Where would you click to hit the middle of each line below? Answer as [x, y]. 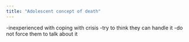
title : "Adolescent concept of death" [53, 11]
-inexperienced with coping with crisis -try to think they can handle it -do [95, 28]
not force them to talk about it [42, 34]
